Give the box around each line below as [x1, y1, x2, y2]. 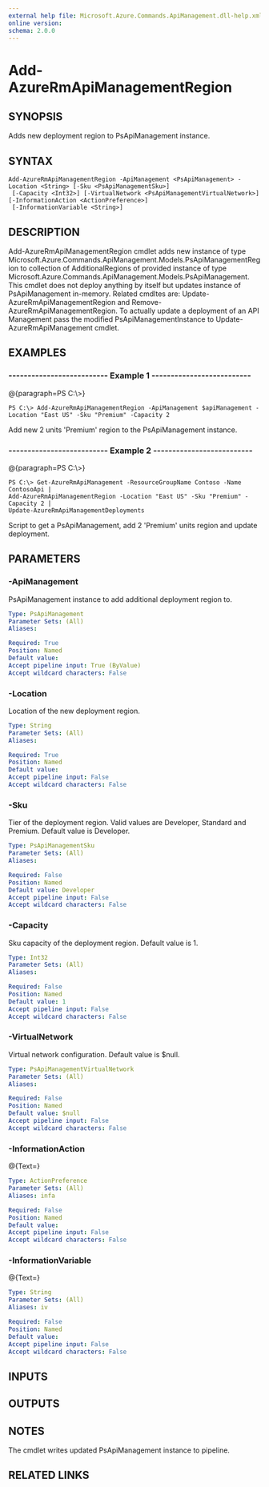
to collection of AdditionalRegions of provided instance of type [19, 263, 227, 273]
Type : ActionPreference [8, 1177, 88, 1185]
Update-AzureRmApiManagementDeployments [8, 506, 146, 515]
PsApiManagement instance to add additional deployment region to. [8, 594, 232, 604]
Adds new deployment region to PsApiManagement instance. [8, 131, 211, 141]
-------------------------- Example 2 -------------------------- [8, 445, 254, 456]
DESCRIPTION [8, 225, 80, 238]
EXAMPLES [8, 346, 66, 360]
